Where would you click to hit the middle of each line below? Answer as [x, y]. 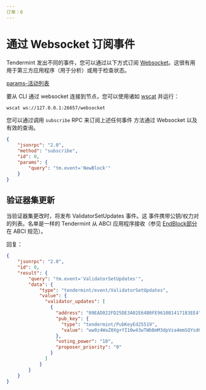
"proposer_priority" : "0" [89, 347]
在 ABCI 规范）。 [26, 231]
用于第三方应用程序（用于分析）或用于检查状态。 [68, 70]
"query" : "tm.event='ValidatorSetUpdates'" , [86, 279]
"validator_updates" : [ [75, 302]
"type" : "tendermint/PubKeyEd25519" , [109, 324]
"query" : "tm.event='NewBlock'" [70, 168]
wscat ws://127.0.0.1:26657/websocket [56, 108]
